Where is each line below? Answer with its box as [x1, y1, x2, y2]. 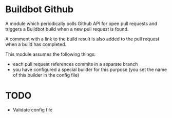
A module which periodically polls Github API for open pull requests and [5, 20, 158, 27]
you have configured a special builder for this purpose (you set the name [12, 66, 167, 73]
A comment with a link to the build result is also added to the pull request [5, 36, 160, 42]
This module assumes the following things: [5, 51, 96, 57]
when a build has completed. [5, 41, 67, 47]
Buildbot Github [5, 4, 73, 15]
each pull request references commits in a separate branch [12, 61, 138, 67]
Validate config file [12, 106, 53, 113]
